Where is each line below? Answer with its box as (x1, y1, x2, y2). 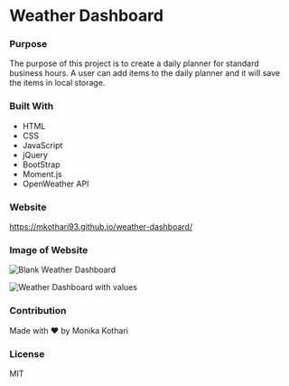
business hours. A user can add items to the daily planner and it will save (9, 68, 281, 79)
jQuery (22, 149, 48, 160)
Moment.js (22, 168, 62, 179)
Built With (9, 100, 54, 113)
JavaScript (22, 139, 63, 150)
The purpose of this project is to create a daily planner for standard (9, 58, 259, 69)
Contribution (9, 305, 67, 317)
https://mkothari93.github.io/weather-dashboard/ (9, 221, 192, 232)
